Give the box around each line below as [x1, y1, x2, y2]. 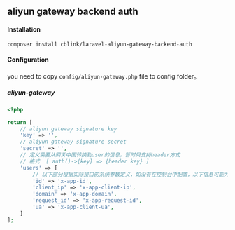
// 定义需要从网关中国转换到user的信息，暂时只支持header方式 [20, 151, 180, 158]
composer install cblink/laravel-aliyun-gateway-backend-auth [7, 41, 192, 48]
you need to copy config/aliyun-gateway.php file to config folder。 [7, 72, 201, 80]
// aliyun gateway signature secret [20, 138, 127, 146]
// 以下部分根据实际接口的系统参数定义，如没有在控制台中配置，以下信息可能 [32, 171, 224, 178]
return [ [7, 119, 33, 126]
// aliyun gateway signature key [20, 126, 117, 133]
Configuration [7, 55, 49, 64]
